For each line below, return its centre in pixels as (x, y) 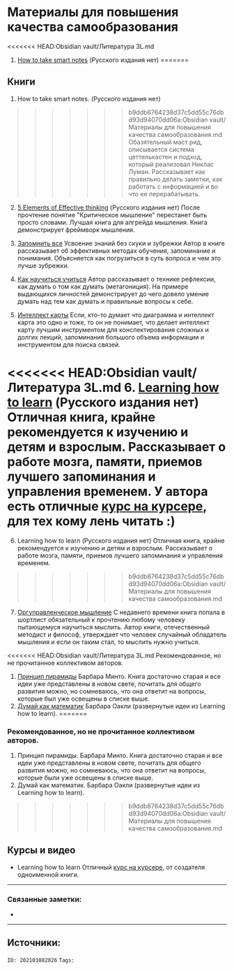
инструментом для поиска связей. (69, 344)
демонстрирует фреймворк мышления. (76, 229)
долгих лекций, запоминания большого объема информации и (111, 337)
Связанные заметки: (45, 899)
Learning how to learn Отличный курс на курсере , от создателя (111, 867)
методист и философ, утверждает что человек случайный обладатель (122, 634)
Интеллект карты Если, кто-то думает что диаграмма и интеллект (116, 314)
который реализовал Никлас (171, 164)
